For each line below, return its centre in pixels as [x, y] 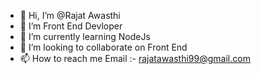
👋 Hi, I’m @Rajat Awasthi [70, 15]
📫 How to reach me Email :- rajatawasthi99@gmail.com [135, 58]
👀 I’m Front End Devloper [71, 26]
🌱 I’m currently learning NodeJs [85, 36]
